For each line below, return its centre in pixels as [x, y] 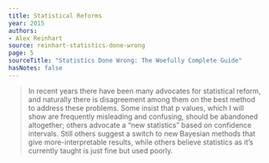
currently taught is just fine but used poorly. [100, 150]
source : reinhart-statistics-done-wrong [77, 46]
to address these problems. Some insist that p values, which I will [136, 108]
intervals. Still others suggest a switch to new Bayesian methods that [141, 133]
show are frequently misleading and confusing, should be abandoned [143, 116]
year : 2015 [26, 23]
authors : [23, 31]
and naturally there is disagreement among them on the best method [141, 99]
